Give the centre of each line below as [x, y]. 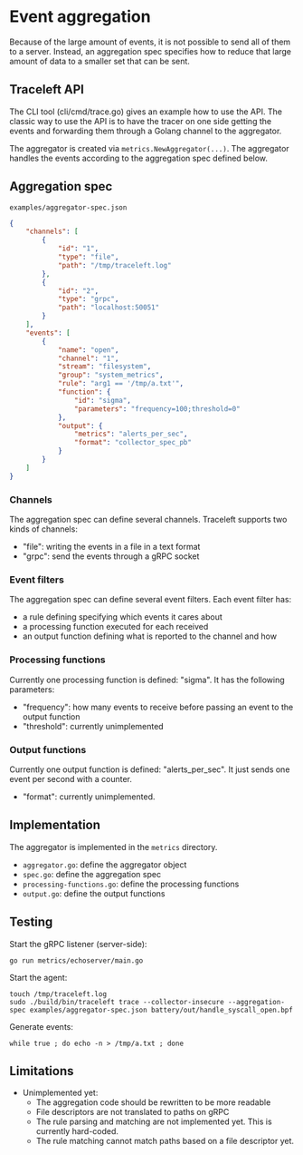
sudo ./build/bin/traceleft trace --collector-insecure [117, 1002]
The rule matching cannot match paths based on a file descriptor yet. [165, 1141]
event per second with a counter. [71, 778]
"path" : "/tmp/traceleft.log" [114, 265]
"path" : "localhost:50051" [109, 308]
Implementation [55, 825]
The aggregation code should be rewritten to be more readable [153, 1102]
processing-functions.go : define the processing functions [131, 884]
